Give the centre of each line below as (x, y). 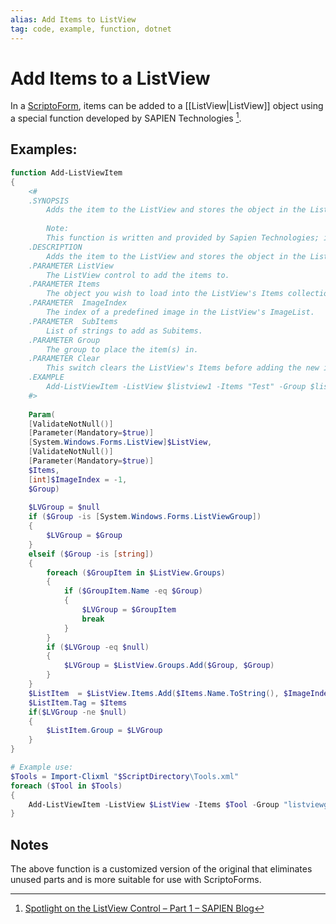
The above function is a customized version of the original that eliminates (161, 869)
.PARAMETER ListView (71, 266)
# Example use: (42, 767)
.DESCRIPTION (55, 247)
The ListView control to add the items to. (138, 275)
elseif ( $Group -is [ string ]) (91, 554)
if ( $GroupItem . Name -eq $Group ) (133, 591)
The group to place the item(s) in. (122, 349)
